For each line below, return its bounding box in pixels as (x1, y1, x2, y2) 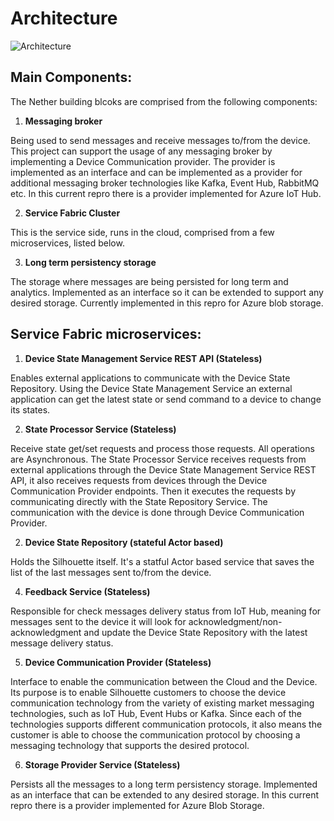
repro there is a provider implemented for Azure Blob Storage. (10, 799, 265, 811)
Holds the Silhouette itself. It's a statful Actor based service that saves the (10, 555, 315, 567)
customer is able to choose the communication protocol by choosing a (10, 728, 301, 741)
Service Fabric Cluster (24, 207, 121, 219)
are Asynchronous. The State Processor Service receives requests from (10, 453, 307, 465)
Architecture (10, 7, 118, 30)
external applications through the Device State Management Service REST (10, 463, 317, 476)
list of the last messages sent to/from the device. (10, 566, 212, 578)
